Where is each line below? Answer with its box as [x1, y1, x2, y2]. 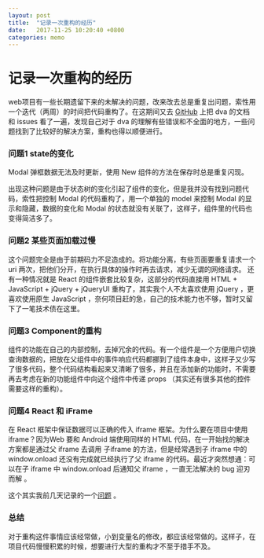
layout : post [8, 11, 51, 20]
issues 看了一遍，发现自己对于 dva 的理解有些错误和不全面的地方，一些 [16, 117, 249, 127]
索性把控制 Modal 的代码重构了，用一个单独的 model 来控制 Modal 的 [21, 194, 246, 204]
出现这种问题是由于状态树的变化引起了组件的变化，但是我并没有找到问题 [8, 184, 242, 193]
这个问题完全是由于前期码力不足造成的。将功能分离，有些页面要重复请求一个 [8, 255, 256, 264]
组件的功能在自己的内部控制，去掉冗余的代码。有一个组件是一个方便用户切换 [8, 345, 256, 354]
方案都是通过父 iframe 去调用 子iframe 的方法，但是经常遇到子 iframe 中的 [8, 445, 247, 454]
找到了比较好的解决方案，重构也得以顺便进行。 [14, 127, 167, 136]
